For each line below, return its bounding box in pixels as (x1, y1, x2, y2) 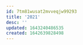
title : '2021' (6, 14, 41, 20)
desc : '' (6, 19, 27, 25)
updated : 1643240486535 (6, 25, 64, 31)
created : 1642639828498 (6, 30, 64, 36)
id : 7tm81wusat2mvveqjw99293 (6, 8, 77, 15)
